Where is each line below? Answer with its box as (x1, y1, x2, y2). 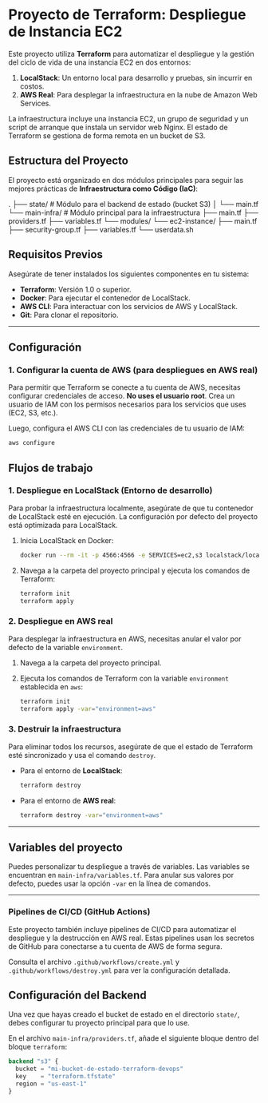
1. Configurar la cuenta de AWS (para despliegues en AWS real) (8, 364, 258, 375)
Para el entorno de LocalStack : (19, 765, 123, 776)
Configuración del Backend (8, 989, 147, 1002)
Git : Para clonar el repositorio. (19, 310, 119, 319)
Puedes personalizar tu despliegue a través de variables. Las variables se (8, 862, 250, 871)
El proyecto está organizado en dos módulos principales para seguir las (8, 175, 244, 184)
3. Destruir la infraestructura (8, 724, 121, 735)
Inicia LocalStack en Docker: (19, 535, 114, 545)
